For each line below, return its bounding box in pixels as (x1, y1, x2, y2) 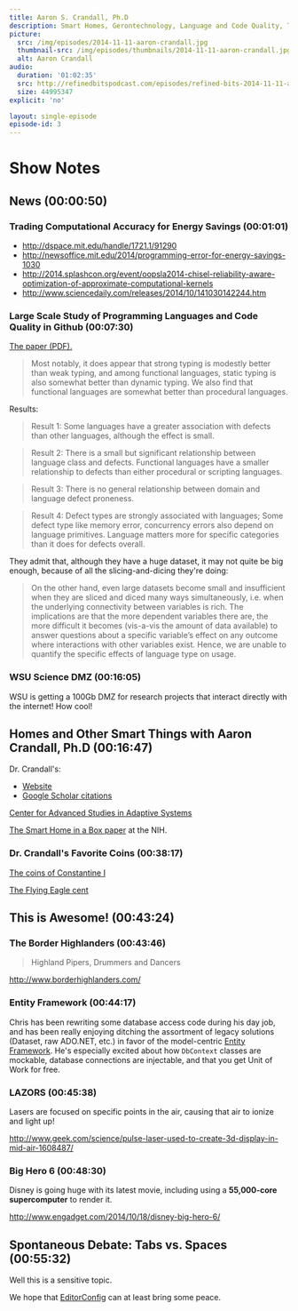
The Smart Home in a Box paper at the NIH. (9, 825, 168, 835)
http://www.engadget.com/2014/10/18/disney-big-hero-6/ (9, 1211, 221, 1222)
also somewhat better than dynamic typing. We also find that (30, 377, 254, 388)
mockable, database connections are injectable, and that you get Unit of (9, 1054, 273, 1065)
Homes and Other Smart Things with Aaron (9, 726, 253, 741)
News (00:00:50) (9, 193, 108, 209)
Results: (9, 404, 39, 414)
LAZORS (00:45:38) (9, 1086, 98, 1099)
